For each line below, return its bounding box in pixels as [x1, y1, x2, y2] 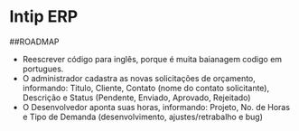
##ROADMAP [9, 36, 60, 47]
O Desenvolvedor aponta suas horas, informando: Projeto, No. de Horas [22, 101, 291, 112]
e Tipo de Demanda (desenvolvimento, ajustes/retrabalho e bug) [22, 111, 264, 122]
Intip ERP [9, 6, 79, 27]
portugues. [22, 63, 64, 74]
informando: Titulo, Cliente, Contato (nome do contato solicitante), [22, 82, 269, 93]
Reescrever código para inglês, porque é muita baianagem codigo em [22, 53, 283, 64]
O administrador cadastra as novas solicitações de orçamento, [22, 72, 256, 83]
